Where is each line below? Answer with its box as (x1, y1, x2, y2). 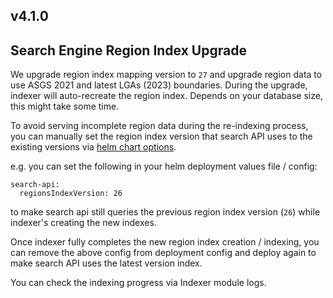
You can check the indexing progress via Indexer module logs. (10, 277, 267, 289)
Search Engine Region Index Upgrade (10, 42, 247, 59)
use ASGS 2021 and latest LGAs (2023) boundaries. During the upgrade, (10, 79, 308, 91)
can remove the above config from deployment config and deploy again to (10, 247, 317, 259)
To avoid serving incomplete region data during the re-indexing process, (10, 120, 309, 132)
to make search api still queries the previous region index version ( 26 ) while (10, 206, 321, 218)
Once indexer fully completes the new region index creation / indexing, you (10, 236, 320, 248)
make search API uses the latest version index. (10, 257, 203, 269)
